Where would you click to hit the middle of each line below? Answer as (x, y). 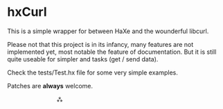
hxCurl (27, 12)
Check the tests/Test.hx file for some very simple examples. (92, 72)
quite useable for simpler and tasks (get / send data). (83, 59)
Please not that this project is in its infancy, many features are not (100, 44)
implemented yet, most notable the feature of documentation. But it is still (112, 52)
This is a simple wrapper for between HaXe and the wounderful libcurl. (108, 31)
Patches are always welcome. (50, 86)
